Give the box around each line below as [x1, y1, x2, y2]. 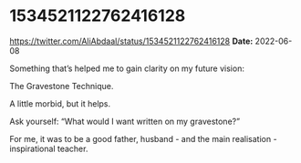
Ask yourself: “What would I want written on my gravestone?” [9, 116, 240, 127]
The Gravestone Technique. [9, 80, 114, 91]
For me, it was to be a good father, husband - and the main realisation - [9, 133, 277, 144]
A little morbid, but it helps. [9, 97, 111, 109]
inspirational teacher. [9, 143, 88, 154]
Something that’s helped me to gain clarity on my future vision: [9, 63, 244, 74]
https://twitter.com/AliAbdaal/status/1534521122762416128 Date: [9, 36, 254, 46]
